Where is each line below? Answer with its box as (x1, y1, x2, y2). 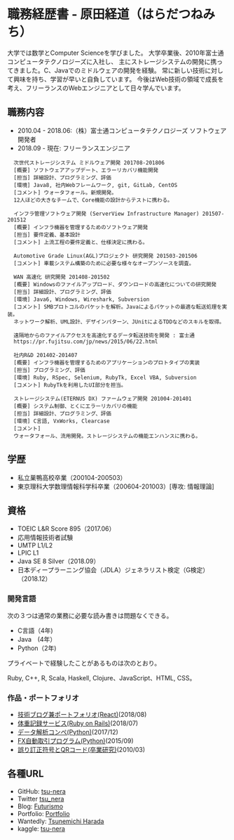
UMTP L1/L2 (17, 541, 53, 550)
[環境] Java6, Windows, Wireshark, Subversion (13, 296, 150, 303)
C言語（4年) (17, 626, 54, 635)
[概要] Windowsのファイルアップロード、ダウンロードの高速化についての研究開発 (13, 280, 217, 288)
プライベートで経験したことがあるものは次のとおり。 (7, 659, 161, 667)
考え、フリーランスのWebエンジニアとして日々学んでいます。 (7, 84, 185, 92)
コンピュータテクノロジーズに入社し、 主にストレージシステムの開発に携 (7, 57, 217, 65)
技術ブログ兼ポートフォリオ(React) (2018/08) (17, 710, 147, 718)
